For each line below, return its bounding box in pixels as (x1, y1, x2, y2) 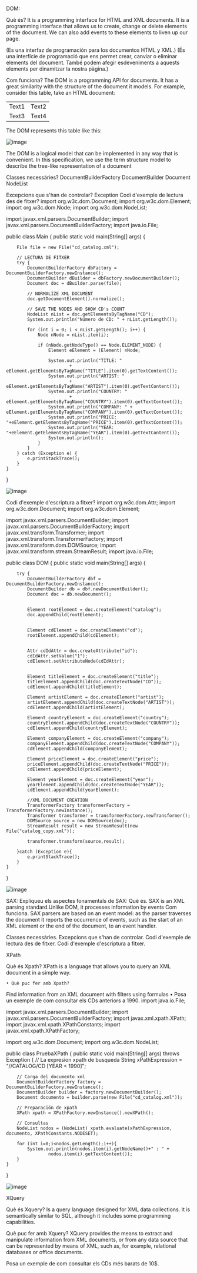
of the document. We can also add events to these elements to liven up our (6, 29, 188, 36)
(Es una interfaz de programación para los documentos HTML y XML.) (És (6, 46, 185, 54)
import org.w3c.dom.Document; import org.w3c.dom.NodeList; (6, 1039, 159, 1045)
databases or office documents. (6, 1249, 84, 1255)
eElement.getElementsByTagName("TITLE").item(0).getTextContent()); (6, 368, 178, 374)
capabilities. (6, 1218, 35, 1225)
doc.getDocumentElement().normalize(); (27, 296, 125, 302)
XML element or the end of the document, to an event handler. (6, 922, 157, 929)
